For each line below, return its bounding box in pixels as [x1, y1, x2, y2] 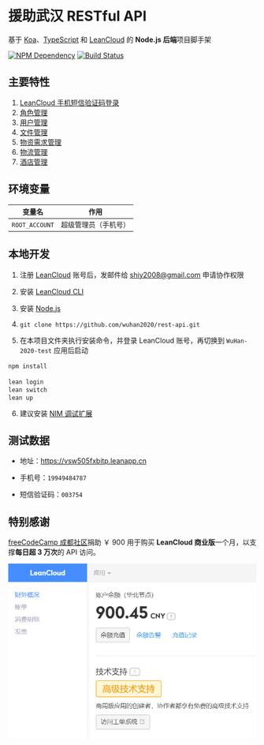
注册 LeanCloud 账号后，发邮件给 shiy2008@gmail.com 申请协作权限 [19, 270, 244, 279]
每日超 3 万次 [15, 548, 58, 557]
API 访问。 [65, 548, 100, 557]
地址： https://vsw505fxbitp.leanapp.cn [19, 456, 147, 466]
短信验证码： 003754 [19, 490, 83, 500]
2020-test [19, 346, 53, 355]
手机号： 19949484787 [19, 473, 87, 482]
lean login [8, 378, 44, 386]
